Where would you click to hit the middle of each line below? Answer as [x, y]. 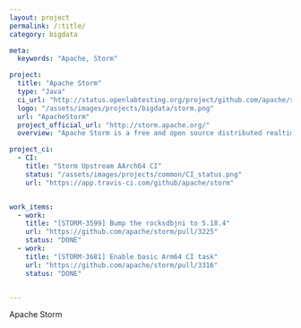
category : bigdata [43, 34]
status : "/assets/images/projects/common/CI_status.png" [134, 174]
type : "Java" [42, 91]
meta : [19, 50]
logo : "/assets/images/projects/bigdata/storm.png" [116, 108]
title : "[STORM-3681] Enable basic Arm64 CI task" [122, 256]
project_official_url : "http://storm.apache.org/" [114, 125]
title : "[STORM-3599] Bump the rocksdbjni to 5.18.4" [128, 224]
